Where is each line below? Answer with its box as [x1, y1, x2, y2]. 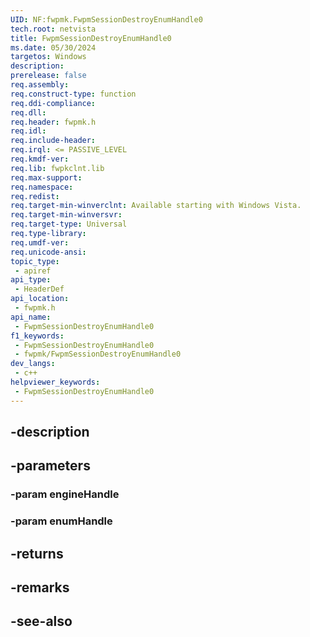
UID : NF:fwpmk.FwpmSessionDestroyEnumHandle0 [10, 14, 203, 25]
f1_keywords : [10, 331, 65, 341]
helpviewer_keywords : [10, 377, 101, 387]
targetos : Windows [10, 52, 87, 62]
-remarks [10, 579, 70, 596]
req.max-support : [10, 172, 83, 183]
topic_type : [10, 256, 60, 266]
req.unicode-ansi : [10, 247, 87, 257]
